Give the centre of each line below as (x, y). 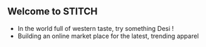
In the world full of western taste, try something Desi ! (96, 28)
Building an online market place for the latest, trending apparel (108, 36)
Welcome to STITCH (53, 12)
